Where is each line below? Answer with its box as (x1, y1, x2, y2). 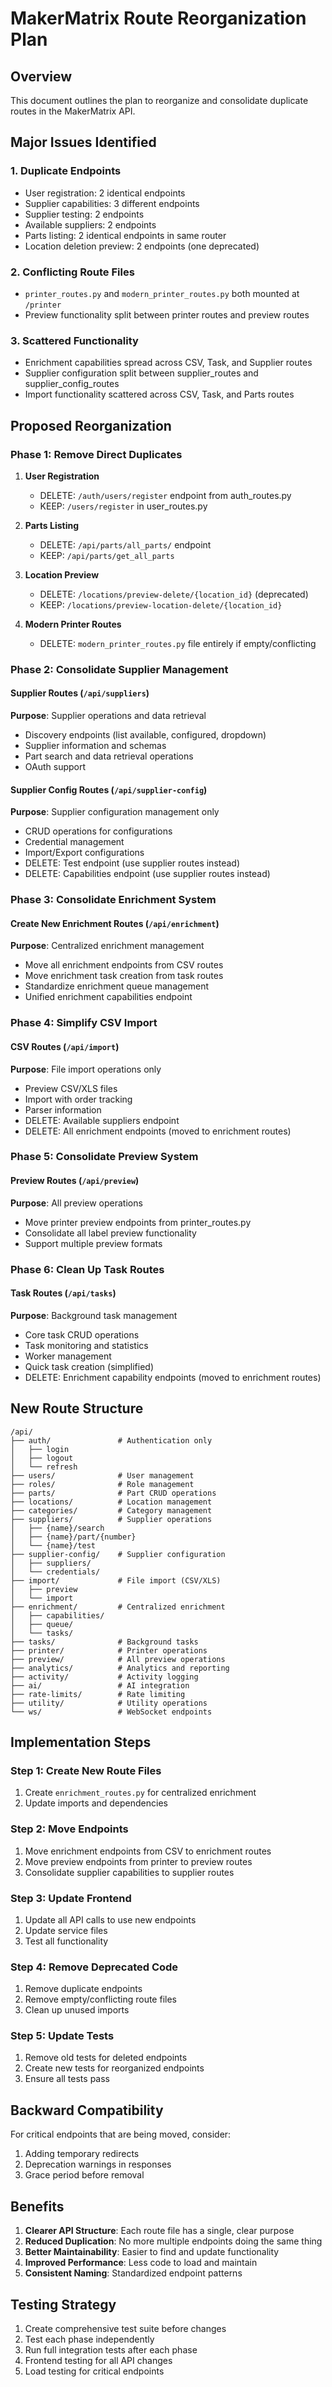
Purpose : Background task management (10, 1309, 178, 1321)
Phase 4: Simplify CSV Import (10, 1016, 158, 1030)
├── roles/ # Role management (10, 1479, 195, 1489)
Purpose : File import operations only (10, 1063, 162, 1075)
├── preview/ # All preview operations (10, 1654, 226, 1664)
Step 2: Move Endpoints (10, 1822, 129, 1836)
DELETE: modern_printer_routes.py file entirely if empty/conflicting (39, 637, 317, 649)
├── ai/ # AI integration (10, 1680, 190, 1691)
